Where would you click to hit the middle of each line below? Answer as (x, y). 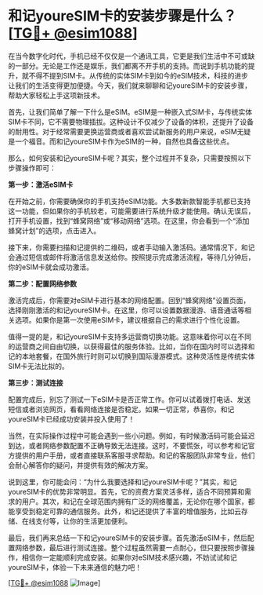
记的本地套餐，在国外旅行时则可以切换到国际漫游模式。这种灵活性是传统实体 (131, 356)
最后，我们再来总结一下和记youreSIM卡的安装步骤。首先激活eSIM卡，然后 (128, 538)
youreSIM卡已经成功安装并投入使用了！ (72, 419)
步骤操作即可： (32, 168)
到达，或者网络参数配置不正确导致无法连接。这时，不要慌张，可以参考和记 (128, 445)
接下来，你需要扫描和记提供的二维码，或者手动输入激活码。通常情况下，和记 (131, 247)
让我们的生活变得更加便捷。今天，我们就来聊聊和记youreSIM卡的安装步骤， (130, 85)
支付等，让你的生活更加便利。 (83, 521)
